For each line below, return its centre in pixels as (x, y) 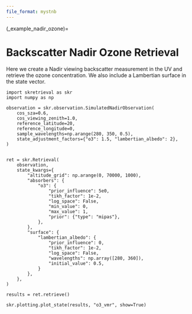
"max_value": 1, (68, 212)
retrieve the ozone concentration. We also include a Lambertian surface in (96, 75)
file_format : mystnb (32, 12)
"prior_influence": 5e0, (79, 191)
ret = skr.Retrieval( (33, 160)
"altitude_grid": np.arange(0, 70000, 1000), (84, 175)
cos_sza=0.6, (33, 113)
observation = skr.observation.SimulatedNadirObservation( (80, 108)
